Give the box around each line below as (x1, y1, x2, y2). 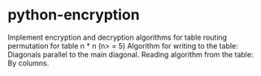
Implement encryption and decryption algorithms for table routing (7, 32, 228, 42)
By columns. (7, 58, 50, 68)
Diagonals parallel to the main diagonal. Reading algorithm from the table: (7, 49, 254, 59)
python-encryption (7, 6, 140, 24)
